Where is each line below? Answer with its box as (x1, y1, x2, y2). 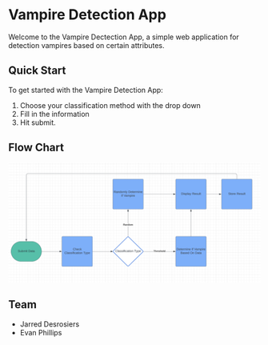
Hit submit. (19, 118, 56, 127)
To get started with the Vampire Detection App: (8, 85, 164, 94)
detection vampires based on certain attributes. (8, 40, 166, 50)
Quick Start (8, 64, 66, 78)
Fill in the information (19, 109, 90, 118)
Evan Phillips (19, 327, 62, 337)
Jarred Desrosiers (19, 319, 80, 329)
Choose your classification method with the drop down (19, 100, 202, 110)
